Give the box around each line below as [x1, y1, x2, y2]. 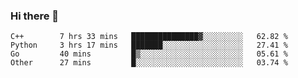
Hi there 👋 [10, 9, 60, 23]
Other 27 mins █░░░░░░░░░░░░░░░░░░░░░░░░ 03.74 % [10, 58, 288, 68]
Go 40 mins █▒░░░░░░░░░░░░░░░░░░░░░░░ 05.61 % [10, 49, 288, 59]
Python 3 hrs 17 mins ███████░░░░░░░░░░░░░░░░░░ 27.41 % [10, 40, 288, 51]
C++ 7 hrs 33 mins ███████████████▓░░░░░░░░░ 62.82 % [10, 32, 288, 42]
